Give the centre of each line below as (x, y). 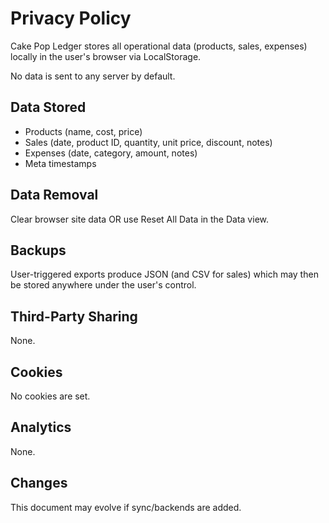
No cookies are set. (50, 396)
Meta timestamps (60, 163)
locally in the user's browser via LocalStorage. (106, 56)
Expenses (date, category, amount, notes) (111, 153)
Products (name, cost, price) (83, 131)
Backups (38, 250)
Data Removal (54, 195)
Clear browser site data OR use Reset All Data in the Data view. (139, 219)
